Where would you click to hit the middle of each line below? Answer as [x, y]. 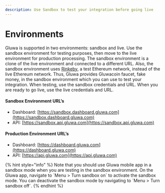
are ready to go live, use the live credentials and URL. [59, 90]
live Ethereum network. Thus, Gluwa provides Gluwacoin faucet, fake [75, 74]
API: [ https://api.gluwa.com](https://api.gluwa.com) [64, 155]
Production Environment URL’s [37, 134]
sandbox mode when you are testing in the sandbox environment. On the [79, 170]
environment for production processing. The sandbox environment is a [77, 58]
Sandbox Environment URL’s [35, 101]
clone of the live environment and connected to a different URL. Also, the [79, 63]
